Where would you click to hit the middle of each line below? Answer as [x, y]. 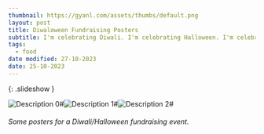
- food [26, 52]
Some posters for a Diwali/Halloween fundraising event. [99, 121]
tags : [17, 45]
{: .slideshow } [31, 89]
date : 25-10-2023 [37, 67]
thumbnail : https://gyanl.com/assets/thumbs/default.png [103, 15]
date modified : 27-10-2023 [52, 60]
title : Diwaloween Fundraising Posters [73, 30]
